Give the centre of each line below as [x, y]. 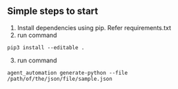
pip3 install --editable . [46, 47]
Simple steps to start [53, 11]
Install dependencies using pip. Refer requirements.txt [94, 27]
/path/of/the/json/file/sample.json [60, 79]
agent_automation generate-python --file [68, 73]
